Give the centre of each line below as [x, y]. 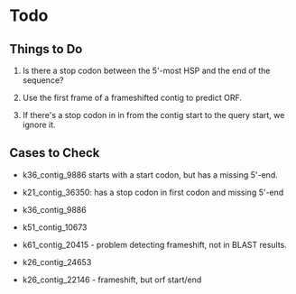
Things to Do [46, 49]
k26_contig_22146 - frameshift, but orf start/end [112, 280]
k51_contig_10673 [55, 227]
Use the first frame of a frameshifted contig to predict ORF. [132, 97]
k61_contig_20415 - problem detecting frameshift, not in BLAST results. [154, 244]
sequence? [43, 80]
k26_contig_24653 [57, 262]
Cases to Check [55, 153]
